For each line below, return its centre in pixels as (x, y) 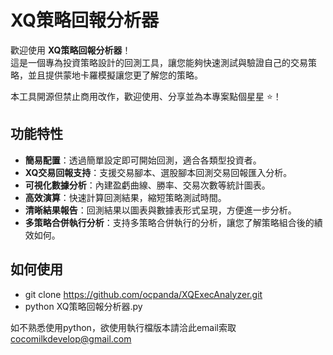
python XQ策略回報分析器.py (83, 306)
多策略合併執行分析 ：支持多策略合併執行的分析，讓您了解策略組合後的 (169, 222)
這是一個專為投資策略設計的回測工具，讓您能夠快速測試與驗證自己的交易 (159, 62)
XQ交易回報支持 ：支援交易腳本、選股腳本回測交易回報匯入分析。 (158, 172)
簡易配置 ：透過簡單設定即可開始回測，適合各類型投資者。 (143, 160)
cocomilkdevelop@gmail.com (71, 338)
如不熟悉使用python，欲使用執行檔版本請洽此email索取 (123, 327)
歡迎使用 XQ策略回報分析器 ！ (71, 50)
